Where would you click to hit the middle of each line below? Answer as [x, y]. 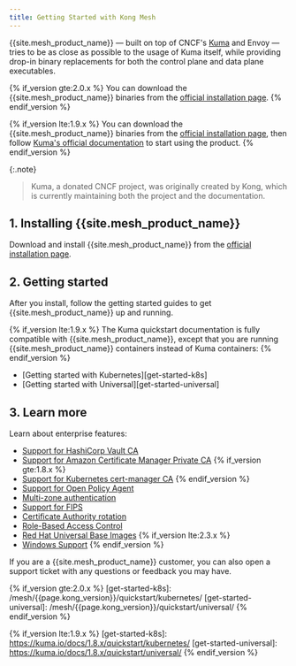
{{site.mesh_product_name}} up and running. [91, 313]
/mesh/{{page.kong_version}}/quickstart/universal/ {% [148, 608]
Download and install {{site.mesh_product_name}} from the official [130, 245]
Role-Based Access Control [72, 526]
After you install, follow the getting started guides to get [110, 303]
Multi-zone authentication [69, 498]
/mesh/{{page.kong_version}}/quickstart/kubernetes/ [106, 598]
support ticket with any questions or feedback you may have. [121, 571]
